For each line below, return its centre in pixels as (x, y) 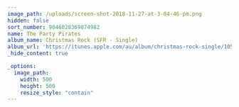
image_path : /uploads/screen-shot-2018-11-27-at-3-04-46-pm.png (105, 14)
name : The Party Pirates (44, 34)
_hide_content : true (38, 54)
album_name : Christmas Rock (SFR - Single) (73, 40)
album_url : (23, 47)
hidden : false (28, 21)
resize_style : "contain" (57, 93)
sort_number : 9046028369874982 (54, 27)
